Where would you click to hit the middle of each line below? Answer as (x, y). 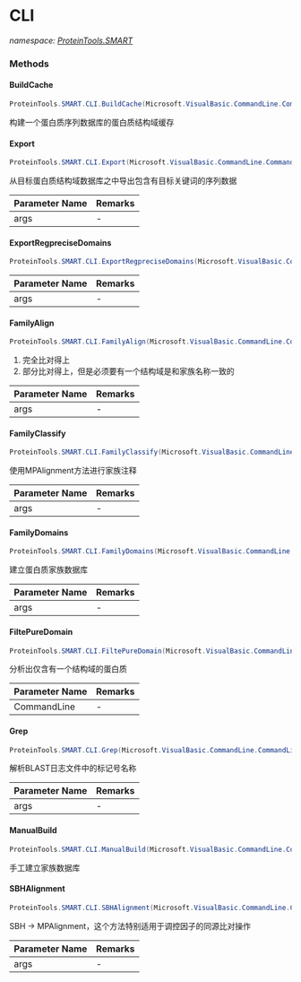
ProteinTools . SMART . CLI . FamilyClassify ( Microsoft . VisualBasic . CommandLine (152, 452)
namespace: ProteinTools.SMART (71, 40)
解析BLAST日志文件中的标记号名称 (73, 769)
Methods (29, 64)
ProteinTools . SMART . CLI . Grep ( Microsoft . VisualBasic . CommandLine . (133, 750)
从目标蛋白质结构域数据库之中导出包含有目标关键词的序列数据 (123, 181)
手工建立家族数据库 (45, 867)
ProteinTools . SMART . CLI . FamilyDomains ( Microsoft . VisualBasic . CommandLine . (152, 552)
